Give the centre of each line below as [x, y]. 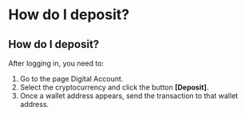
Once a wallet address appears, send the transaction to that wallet [129, 96]
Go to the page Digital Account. [71, 79]
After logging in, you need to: [56, 63]
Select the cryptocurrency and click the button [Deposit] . [114, 87]
